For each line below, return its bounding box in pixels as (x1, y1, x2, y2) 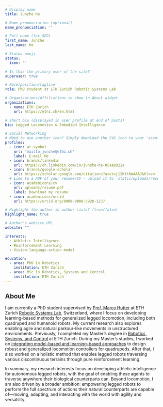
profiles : (5, 140, 25, 145)
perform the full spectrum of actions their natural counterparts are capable (5, 386, 154, 392)
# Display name (5, 7, 36, 12)
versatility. (5, 397, 26, 403)
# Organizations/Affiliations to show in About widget (5, 95, 118, 101)
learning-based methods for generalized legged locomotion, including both (5, 315, 155, 321)
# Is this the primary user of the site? (5, 69, 90, 74)
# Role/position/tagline (5, 82, 55, 87)
